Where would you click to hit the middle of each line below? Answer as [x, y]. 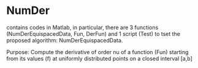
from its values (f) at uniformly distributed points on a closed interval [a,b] [100, 58]
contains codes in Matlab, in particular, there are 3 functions [82, 27]
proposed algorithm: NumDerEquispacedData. [65, 40]
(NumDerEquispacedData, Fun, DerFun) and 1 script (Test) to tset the [93, 33]
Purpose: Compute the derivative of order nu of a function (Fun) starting [97, 52]
